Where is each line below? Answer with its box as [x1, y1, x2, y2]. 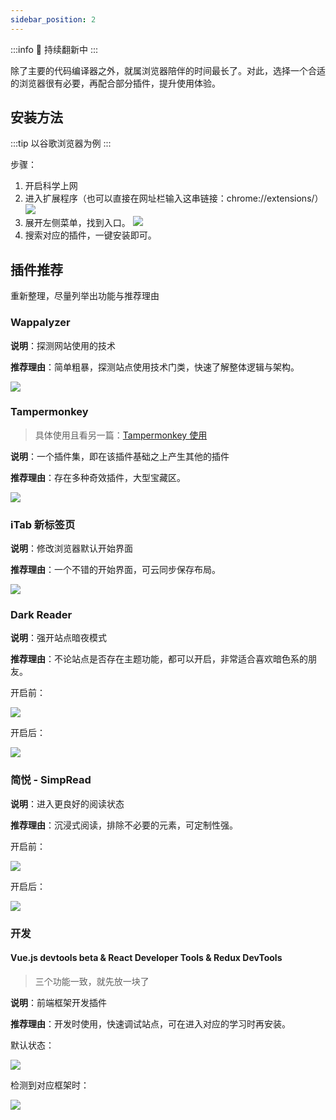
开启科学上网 [24, 180, 78, 192]
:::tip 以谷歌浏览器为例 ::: [10, 137, 112, 150]
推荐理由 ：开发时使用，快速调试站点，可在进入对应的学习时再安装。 [10, 1017, 291, 1030]
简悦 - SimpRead [10, 773, 92, 787]
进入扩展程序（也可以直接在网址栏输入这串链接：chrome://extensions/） [24, 192, 324, 205]
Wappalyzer [10, 316, 71, 330]
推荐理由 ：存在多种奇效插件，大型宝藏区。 [10, 471, 186, 483]
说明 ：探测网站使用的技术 [10, 339, 116, 351]
